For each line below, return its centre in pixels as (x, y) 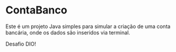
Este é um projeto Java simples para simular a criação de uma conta (88, 26)
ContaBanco (36, 10)
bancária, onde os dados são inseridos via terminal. (68, 32)
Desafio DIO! (21, 44)
